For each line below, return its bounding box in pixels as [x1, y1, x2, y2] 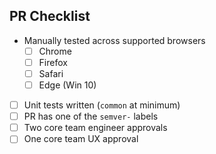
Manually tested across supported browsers [23, 34, 206, 46]
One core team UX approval [23, 133, 139, 145]
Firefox [38, 56, 68, 68]
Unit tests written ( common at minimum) [23, 99, 181, 111]
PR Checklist [9, 8, 91, 25]
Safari [38, 67, 64, 79]
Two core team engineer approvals [23, 122, 168, 134]
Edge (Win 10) [38, 79, 97, 91]
